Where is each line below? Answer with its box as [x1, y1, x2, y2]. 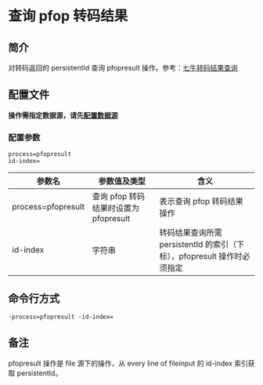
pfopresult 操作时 [178, 251, 243, 262]
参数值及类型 [98, 176, 146, 187]
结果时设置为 [92, 203, 139, 214]
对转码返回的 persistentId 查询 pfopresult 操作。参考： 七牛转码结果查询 [8, 64, 239, 72]
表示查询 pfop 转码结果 [159, 196, 244, 207]
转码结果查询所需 [159, 227, 223, 238]
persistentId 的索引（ [159, 239, 237, 250]
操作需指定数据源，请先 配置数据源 [8, 111, 118, 120]
